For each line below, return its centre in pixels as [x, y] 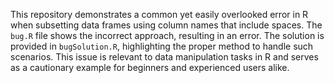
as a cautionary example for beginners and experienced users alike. [150, 67]
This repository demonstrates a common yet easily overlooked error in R [159, 14]
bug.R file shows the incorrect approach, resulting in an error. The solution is [167, 35]
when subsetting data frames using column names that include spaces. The [166, 25]
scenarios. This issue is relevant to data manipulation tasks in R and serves [164, 57]
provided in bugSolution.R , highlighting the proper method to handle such [162, 46]
